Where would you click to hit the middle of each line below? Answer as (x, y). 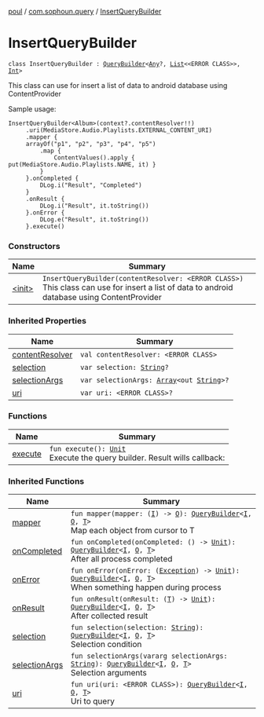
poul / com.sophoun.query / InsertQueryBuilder (85, 11)
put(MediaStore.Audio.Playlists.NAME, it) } (82, 164)
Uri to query (93, 701)
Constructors (34, 246)
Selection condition (106, 645)
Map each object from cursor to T (132, 531)
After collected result (109, 616)
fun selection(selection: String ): (137, 628)
